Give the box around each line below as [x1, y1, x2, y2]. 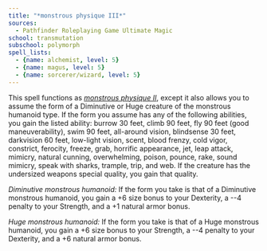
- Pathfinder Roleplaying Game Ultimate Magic [15, 26, 173, 34]
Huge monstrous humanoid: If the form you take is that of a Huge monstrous [8, 217, 259, 226]
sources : [8, 19, 37, 27]
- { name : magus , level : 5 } [15, 64, 105, 72]
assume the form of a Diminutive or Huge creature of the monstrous [8, 101, 231, 111]
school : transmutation [8, 33, 84, 42]
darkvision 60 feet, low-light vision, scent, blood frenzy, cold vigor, [8, 135, 228, 144]
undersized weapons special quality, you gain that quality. [8, 169, 198, 178]
